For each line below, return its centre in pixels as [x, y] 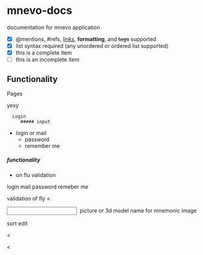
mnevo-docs [40, 11]
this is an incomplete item [47, 60]
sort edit [17, 223]
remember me [42, 146]
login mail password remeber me [48, 187]
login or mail [31, 133]
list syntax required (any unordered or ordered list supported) [92, 46]
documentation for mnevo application [53, 27]
